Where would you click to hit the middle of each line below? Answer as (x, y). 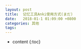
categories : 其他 (22, 23)
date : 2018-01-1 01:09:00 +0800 (41, 19)
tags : (11, 28)
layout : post (19, 10)
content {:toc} (26, 42)
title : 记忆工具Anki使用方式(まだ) (39, 14)
